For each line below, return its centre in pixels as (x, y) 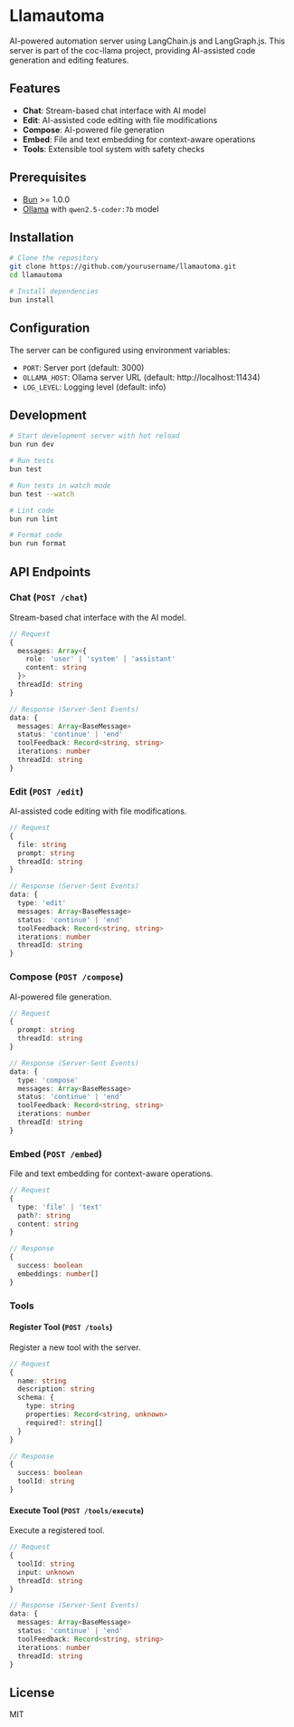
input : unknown (46, 1572)
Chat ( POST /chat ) (48, 597)
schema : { (36, 1398)
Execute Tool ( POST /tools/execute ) (77, 1510)
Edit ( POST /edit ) (47, 791)
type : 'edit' (42, 903)
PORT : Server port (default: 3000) (83, 367)
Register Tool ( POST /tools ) (61, 1327)
